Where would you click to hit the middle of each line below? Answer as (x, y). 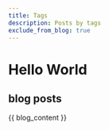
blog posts (35, 99)
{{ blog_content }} (38, 118)
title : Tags (28, 15)
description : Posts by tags (55, 23)
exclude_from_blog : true (49, 30)
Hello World (48, 69)
